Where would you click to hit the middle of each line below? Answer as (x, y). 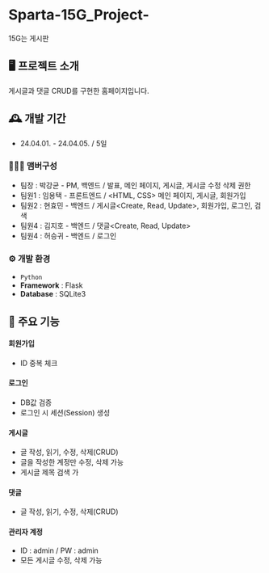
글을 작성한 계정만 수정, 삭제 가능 (71, 462)
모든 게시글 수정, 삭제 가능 (61, 560)
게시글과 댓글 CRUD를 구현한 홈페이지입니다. (79, 91)
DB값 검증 (36, 402)
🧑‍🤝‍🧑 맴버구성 (33, 166)
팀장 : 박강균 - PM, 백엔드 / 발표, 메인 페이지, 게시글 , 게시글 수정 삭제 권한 (135, 185)
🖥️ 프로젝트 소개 (44, 66)
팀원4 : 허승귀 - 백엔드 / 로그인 (68, 235)
